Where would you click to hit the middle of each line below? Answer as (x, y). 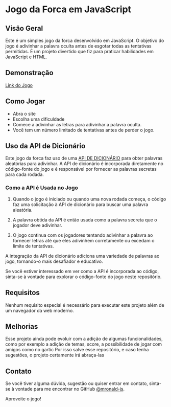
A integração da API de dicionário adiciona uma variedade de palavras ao (82, 256)
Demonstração (29, 73)
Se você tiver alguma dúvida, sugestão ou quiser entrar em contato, (77, 383)
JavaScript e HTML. (26, 57)
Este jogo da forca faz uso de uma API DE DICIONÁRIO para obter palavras (84, 158)
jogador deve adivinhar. (38, 225)
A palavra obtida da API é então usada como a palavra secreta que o (85, 220)
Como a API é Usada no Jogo (42, 188)
